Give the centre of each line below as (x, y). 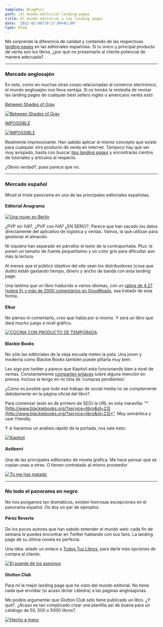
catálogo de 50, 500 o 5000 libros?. (41, 610)
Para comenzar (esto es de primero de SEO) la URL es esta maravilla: (74, 403)
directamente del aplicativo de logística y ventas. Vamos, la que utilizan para (81, 231)
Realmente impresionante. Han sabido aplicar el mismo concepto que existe (81, 142)
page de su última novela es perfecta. (43, 539)
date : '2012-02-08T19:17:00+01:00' (41, 23)
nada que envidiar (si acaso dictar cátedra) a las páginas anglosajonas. (76, 591)
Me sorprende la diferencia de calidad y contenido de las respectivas (74, 41)
